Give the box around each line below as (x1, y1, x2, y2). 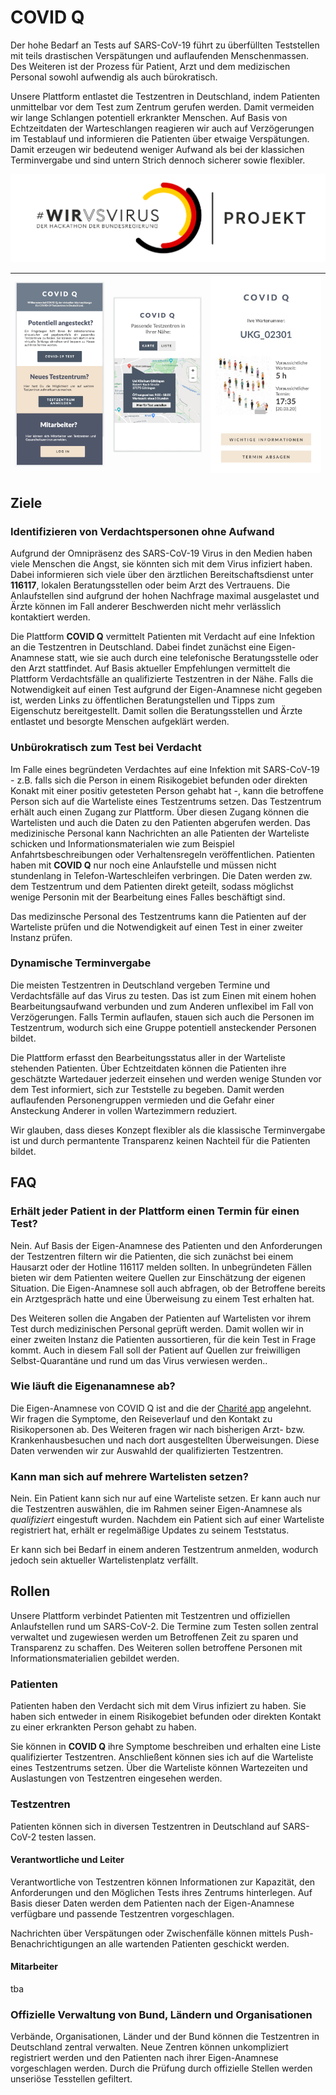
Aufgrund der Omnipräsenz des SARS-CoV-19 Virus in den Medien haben (10, 547, 313, 560)
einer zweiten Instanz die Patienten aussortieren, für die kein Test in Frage (10, 1333, 317, 1345)
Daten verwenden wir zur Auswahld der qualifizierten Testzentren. (10, 1444, 284, 1456)
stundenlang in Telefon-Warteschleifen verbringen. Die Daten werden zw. (10, 869, 313, 881)
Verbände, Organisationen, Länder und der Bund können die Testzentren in (10, 2031, 320, 2043)
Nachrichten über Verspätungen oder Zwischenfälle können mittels (10, 1927, 287, 1939)
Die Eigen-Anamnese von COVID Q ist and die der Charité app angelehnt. (10, 1402, 312, 1414)
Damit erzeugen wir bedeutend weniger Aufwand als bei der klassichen (10, 143, 305, 155)
